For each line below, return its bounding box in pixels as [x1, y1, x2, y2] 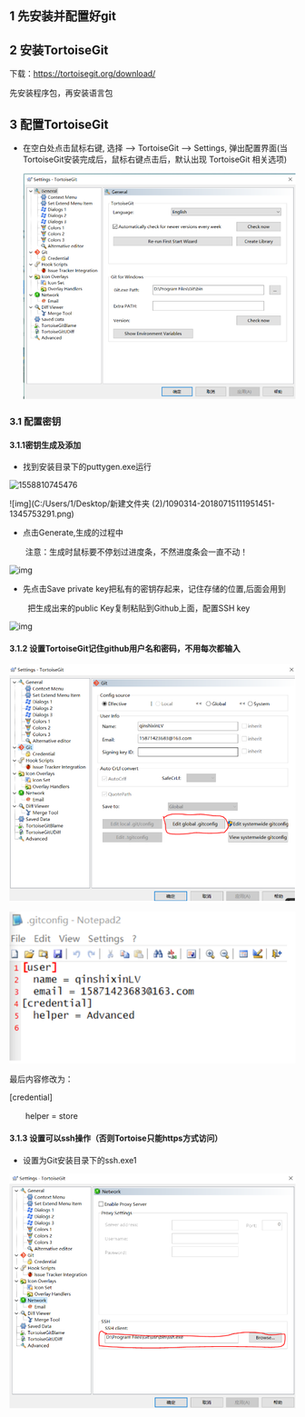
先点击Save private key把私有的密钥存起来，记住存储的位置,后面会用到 [22, 584, 286, 594]
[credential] [9, 1092, 53, 1103]
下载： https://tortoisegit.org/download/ [9, 68, 156, 79]
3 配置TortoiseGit [9, 116, 109, 132]
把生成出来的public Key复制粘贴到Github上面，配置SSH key [26, 603, 251, 614]
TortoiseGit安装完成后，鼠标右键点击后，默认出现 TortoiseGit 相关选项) [22, 154, 288, 165]
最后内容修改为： [9, 1073, 74, 1084]
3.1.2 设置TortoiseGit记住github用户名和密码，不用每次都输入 [9, 643, 241, 654]
